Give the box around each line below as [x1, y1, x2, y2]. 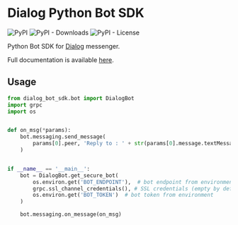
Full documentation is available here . [7, 55, 115, 64]
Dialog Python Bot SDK [7, 5, 144, 21]
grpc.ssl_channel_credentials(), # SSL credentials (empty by [33, 185, 220, 192]
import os [7, 108, 37, 115]
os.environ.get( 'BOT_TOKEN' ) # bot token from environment [33, 192, 214, 199]
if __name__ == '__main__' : [7, 165, 91, 172]
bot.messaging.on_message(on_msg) [20, 211, 122, 218]
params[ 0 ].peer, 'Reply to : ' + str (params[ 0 [33, 140, 173, 147]
